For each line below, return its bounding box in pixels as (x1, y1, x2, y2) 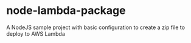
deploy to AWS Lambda (6, 30, 66, 37)
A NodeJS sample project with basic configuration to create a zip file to (6, 24, 186, 31)
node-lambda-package (6, 4, 126, 18)
